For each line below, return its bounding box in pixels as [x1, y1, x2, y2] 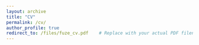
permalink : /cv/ [6, 19, 46, 25]
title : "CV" [6, 14, 36, 20]
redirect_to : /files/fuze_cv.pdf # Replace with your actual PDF [6, 30, 179, 36]
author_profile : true [6, 25, 60, 31]
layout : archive [6, 8, 46, 15]
